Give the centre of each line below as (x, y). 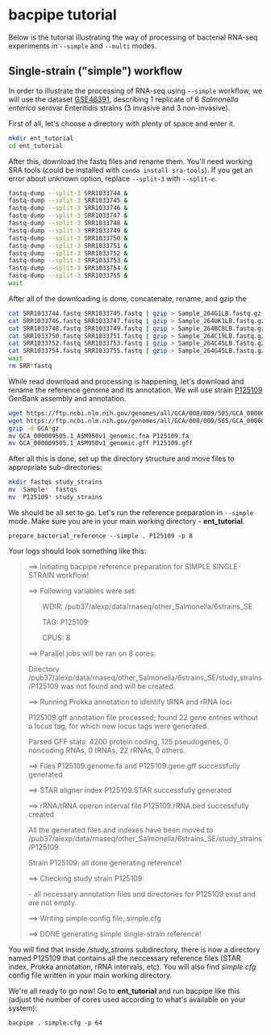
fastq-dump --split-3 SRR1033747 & (68, 216)
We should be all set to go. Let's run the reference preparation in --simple (131, 512)
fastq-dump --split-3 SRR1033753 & (68, 261)
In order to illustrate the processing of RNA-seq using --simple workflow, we (135, 90)
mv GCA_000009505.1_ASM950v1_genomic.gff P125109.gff (101, 443)
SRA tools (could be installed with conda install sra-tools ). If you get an (131, 170)
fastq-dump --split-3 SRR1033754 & (68, 268)
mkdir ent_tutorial (41, 138)
